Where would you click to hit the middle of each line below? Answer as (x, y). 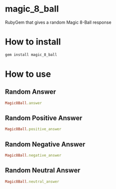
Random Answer (31, 92)
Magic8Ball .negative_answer (33, 156)
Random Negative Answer (45, 144)
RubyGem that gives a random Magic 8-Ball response (58, 22)
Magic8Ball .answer (23, 103)
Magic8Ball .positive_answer (33, 129)
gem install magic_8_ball (31, 55)
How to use (28, 74)
